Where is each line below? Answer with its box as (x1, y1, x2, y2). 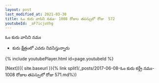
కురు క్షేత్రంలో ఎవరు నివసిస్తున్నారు (12, 45, 70, 51)
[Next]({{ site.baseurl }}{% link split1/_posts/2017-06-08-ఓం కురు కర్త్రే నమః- (5, 65, 155, 71)
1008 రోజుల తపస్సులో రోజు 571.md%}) (5, 72, 77, 78)
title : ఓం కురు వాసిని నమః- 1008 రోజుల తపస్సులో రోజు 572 (5, 16, 115, 21)
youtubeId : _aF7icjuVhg (5, 21, 54, 26)
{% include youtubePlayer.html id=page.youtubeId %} (5, 56, 114, 62)
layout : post (5, 7, 32, 12)
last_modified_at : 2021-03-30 (5, 12, 67, 17)
